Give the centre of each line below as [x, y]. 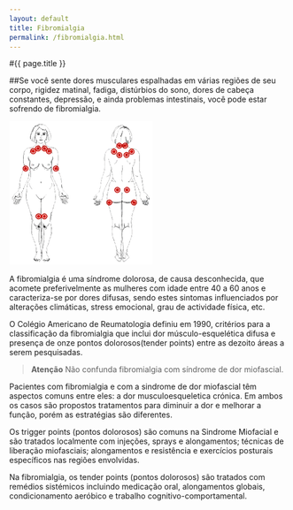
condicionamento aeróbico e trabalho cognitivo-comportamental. [128, 496]
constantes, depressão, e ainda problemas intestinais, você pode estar [138, 99]
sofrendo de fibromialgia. [55, 109]
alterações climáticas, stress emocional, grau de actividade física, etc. [137, 307]
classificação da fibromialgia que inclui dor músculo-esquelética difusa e [143, 334]
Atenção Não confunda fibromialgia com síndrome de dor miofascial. [157, 369]
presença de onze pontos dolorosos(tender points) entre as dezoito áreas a [147, 343]
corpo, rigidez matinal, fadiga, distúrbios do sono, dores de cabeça [132, 90]
